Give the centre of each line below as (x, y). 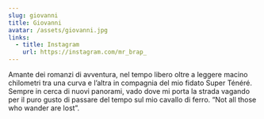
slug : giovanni (33, 15)
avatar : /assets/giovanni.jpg (58, 30)
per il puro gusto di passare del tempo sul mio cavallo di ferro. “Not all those (132, 100)
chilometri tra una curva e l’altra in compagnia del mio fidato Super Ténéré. (130, 83)
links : (19, 37)
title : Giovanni (35, 23)
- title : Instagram (48, 45)
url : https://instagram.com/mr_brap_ (85, 52)
